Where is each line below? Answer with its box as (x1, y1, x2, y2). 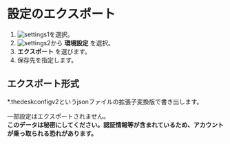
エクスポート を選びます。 (17, 47, 91, 56)
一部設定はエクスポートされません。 (7, 112, 110, 120)
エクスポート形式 (7, 78, 80, 90)
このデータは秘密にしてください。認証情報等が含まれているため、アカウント (7, 121, 224, 129)
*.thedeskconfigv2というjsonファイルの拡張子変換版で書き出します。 (7, 97, 203, 106)
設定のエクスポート (7, 6, 116, 22)
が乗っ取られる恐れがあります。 (7, 129, 98, 137)
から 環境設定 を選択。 (50, 38, 115, 47)
